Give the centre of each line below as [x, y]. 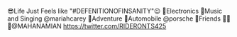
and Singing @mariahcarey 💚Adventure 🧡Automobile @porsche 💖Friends [114, 18]
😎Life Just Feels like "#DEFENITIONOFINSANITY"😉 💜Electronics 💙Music [115, 11]
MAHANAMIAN [34, 26]
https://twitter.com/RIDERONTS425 [115, 26]
